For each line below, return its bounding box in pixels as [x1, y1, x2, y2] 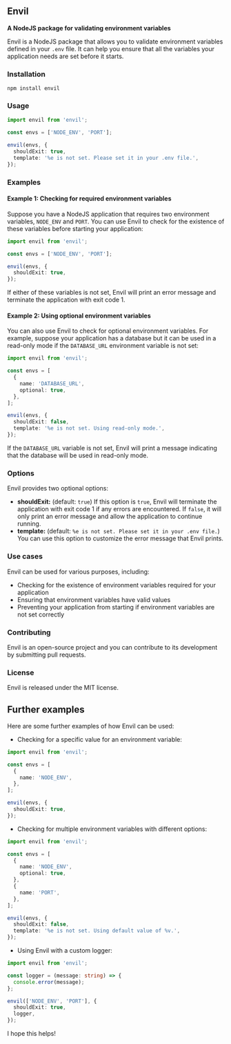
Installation [7, 69, 46, 79]
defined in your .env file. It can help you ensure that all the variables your [7, 44, 215, 53]
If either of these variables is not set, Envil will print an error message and [7, 289, 217, 297]
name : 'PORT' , [19, 889, 60, 896]
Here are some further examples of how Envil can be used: [7, 722, 174, 730]
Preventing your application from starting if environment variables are [17, 603, 215, 611]
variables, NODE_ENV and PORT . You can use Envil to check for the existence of [7, 217, 225, 226]
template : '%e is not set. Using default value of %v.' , [13, 927, 181, 935]
